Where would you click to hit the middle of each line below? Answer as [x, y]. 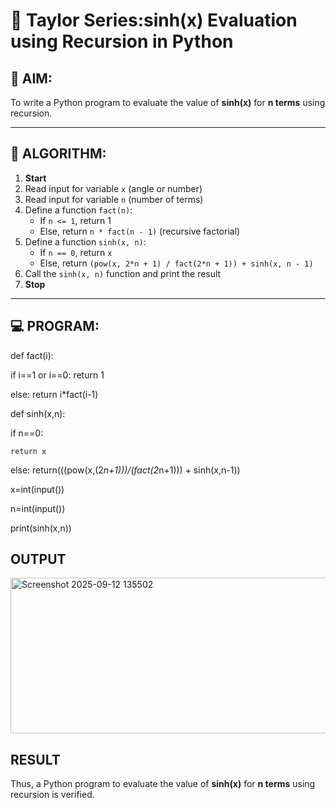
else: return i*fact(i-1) [54, 394]
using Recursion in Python [122, 41]
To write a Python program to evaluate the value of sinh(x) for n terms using [168, 102]
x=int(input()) [37, 489]
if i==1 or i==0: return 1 [57, 375]
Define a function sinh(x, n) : [85, 241]
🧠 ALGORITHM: [58, 154]
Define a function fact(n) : [78, 210]
